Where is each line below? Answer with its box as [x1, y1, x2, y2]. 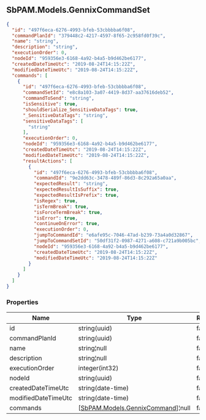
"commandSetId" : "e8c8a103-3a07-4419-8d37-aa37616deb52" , [22, 90, 174, 96]
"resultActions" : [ [22, 158, 72, 164]
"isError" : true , [33, 215, 78, 221]
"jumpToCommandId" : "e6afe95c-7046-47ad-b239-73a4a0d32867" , [33, 232, 193, 239]
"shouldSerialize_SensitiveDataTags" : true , [22, 107, 139, 113]
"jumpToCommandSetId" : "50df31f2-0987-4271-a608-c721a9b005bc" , [33, 238, 202, 244]
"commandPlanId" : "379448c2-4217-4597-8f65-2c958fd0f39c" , [12, 32, 166, 39]
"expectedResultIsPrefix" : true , [33, 193, 120, 199]
